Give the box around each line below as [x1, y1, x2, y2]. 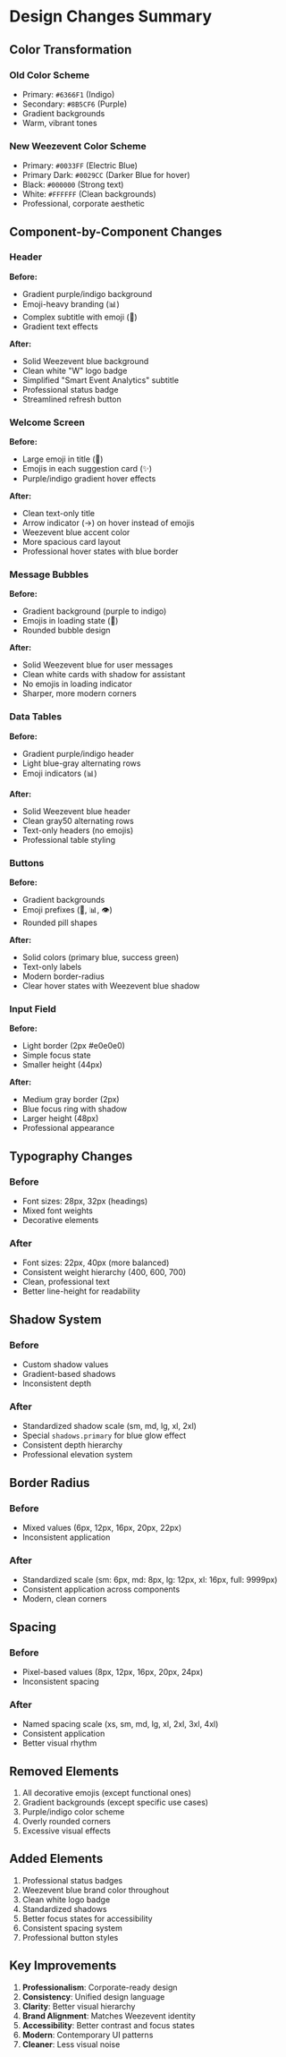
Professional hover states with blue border [21, 546, 179, 557]
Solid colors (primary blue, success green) [21, 952, 180, 963]
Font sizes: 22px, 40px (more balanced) [21, 1257, 170, 1268]
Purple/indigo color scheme [21, 1806, 125, 1817]
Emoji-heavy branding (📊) [21, 298, 121, 310]
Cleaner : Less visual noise [21, 2038, 121, 2050]
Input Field [9, 1002, 56, 1015]
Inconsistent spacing [21, 1676, 100, 1687]
